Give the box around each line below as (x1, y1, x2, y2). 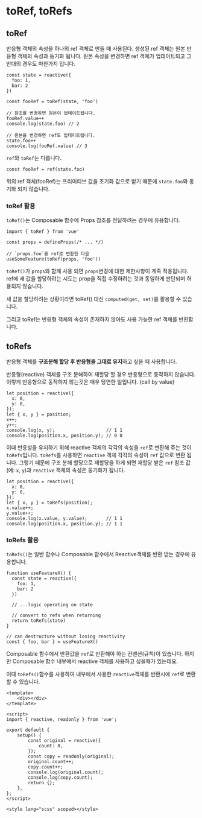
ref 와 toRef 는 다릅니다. (6, 154, 62, 161)
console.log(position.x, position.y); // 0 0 (6, 433, 122, 439)
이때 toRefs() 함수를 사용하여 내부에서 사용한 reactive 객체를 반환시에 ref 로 (6, 671, 185, 678)
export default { (6, 727, 50, 734)
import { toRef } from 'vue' (6, 229, 80, 235)
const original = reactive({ (28, 738, 101, 744)
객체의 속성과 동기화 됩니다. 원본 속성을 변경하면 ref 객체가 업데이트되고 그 (17, 52, 192, 60)
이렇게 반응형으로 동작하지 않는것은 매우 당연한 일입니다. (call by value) (6, 378, 175, 385)
